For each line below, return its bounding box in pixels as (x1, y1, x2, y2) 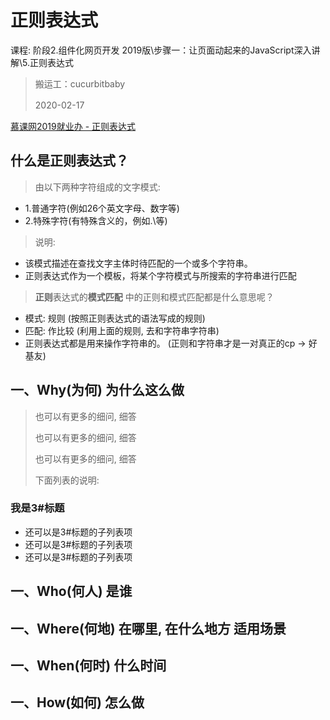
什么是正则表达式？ (10, 152, 129, 170)
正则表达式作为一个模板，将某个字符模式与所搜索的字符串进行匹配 (24, 269, 297, 281)
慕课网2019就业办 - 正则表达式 (10, 120, 137, 132)
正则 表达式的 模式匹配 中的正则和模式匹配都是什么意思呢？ (34, 291, 275, 303)
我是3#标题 (10, 501, 65, 515)
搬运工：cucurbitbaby (34, 77, 126, 90)
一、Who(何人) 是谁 (10, 583, 133, 600)
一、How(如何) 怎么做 (10, 694, 145, 711)
